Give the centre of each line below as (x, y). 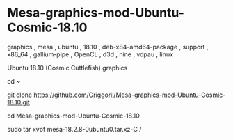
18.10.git (18, 102)
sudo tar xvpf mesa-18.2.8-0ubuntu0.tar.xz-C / (74, 129)
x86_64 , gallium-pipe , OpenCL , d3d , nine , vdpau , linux (90, 54)
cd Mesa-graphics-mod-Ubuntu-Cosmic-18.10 (74, 116)
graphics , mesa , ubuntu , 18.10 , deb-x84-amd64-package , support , (108, 47)
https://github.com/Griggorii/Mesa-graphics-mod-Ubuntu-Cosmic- (130, 95)
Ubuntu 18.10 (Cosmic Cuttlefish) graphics (67, 68)
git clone (20, 95)
